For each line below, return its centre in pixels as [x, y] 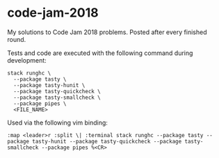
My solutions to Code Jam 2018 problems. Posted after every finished [107, 32]
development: [27, 60]
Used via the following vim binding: [57, 123]
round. [17, 39]
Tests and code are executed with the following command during [100, 53]
